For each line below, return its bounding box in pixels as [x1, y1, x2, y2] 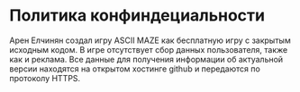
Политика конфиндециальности [9, 5, 266, 26]
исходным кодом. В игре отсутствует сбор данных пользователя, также [9, 44, 288, 54]
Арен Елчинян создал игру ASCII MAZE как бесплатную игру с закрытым [9, 35, 291, 46]
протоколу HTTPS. [9, 72, 81, 83]
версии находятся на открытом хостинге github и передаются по [9, 63, 261, 74]
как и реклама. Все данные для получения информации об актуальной [9, 54, 284, 64]
